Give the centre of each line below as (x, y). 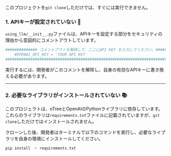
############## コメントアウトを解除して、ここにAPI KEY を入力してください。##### (86, 50)
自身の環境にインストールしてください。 (61, 139)
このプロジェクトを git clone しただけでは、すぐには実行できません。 (78, 7)
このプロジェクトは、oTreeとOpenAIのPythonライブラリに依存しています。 (84, 109)
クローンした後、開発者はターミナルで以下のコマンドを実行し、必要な (79, 132)
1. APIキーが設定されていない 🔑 (43, 22)
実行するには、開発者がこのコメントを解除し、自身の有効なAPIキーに (78, 70)
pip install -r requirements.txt (41, 148)
